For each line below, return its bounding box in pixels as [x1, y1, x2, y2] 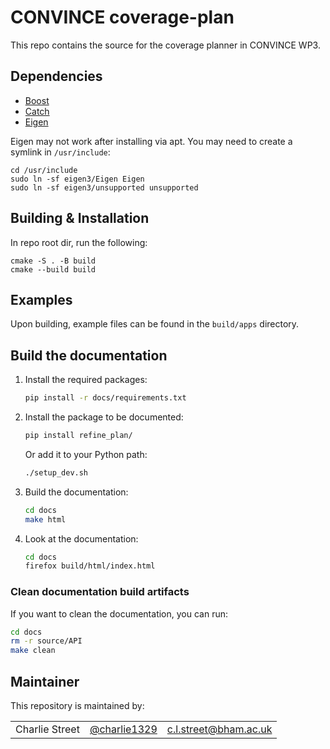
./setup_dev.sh [24, 467, 89, 478]
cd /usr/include [10, 165, 78, 175]
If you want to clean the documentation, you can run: [10, 607, 229, 620]
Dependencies [10, 68, 103, 85]
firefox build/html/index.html [24, 561, 156, 571]
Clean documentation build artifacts [10, 585, 190, 599]
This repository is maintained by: [10, 700, 145, 712]
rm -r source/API [10, 636, 83, 646]
